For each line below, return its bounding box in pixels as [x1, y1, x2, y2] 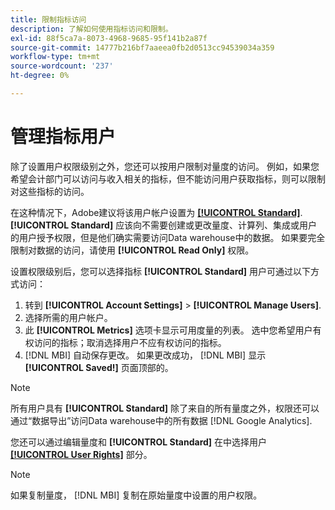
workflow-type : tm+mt [10, 52, 101, 62]
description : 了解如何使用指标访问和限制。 [10, 24, 173, 34]
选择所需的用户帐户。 [24, 311, 113, 323]
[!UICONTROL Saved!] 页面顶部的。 [24, 361, 174, 373]
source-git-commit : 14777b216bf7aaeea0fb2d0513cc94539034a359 [10, 42, 275, 53]
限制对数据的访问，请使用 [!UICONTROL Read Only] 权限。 [10, 244, 255, 256]
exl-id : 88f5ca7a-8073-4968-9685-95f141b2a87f [10, 33, 208, 43]
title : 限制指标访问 [10, 14, 87, 25]
